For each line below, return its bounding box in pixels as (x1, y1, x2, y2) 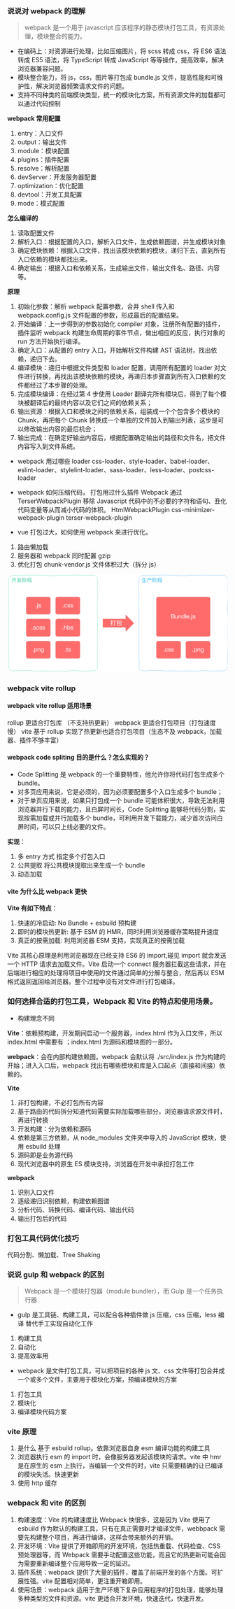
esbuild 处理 (25, 1142, 61, 1150)
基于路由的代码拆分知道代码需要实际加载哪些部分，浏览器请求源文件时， (17, 1107, 226, 1115)
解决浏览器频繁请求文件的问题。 (36, 82, 128, 90)
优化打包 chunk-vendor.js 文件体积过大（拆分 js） (17, 560, 160, 569)
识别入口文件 (17, 1188, 55, 1196)
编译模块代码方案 (17, 1408, 67, 1416)
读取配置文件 (17, 229, 55, 237)
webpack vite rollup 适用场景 (7, 702, 92, 710)
